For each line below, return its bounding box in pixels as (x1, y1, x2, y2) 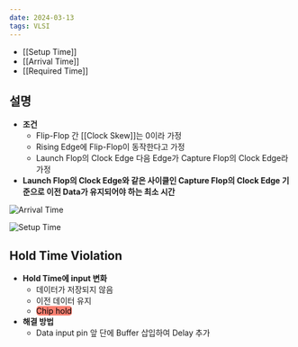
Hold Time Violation (9, 248, 123, 263)
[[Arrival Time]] (22, 56, 79, 67)
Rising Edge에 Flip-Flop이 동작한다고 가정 (35, 141, 185, 153)
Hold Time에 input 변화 (22, 273, 108, 284)
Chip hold (35, 306, 72, 316)
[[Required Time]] (22, 65, 88, 76)
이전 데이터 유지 (35, 296, 92, 307)
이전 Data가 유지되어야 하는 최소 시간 (46, 186, 176, 198)
